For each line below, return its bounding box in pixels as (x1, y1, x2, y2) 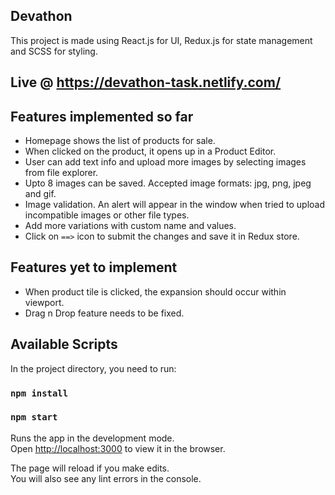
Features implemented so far (10, 108, 194, 125)
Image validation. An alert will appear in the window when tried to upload (24, 199, 326, 211)
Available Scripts (10, 336, 118, 353)
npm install (10, 387, 69, 399)
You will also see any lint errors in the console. (10, 472, 202, 484)
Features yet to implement (10, 259, 178, 276)
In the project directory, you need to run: (10, 362, 177, 374)
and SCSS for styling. (10, 45, 98, 57)
